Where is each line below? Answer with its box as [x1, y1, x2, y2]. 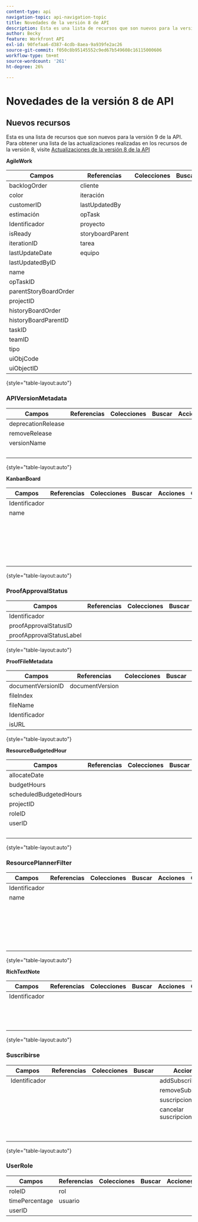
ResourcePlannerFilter [6, 859, 72, 867]
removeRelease [9, 429, 52, 437]
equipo [80, 249, 100, 257]
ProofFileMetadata [6, 657, 53, 665]
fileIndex [9, 691, 34, 699]
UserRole [6, 1162, 34, 1170]
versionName [9, 438, 46, 447]
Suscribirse [6, 1051, 40, 1059]
